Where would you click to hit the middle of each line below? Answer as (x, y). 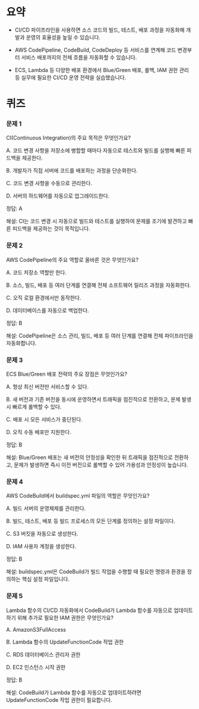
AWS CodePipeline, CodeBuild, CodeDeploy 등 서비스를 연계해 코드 (95, 50)
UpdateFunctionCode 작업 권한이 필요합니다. (59, 699)
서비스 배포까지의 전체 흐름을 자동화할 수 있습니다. (79, 57)
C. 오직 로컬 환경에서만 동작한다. (44, 298)
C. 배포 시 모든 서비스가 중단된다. (45, 420)
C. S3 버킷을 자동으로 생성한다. (42, 534)
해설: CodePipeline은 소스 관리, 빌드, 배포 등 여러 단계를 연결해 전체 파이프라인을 (100, 335)
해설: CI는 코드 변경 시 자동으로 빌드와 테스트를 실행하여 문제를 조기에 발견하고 (97, 221)
